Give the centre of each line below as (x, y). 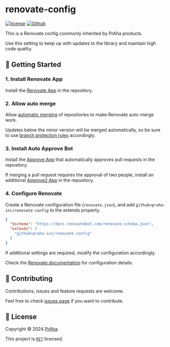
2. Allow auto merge (31, 103)
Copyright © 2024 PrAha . (32, 329)
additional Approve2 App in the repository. (50, 180)
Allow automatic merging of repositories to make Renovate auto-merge (80, 114)
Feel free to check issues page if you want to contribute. (64, 301)
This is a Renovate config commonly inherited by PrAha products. (74, 33)
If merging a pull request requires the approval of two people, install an (80, 175)
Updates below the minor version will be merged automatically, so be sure (83, 130)
